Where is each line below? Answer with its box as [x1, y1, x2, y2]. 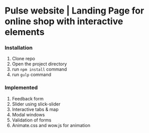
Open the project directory [12, 61, 67, 67]
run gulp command [12, 72, 51, 78]
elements [5, 27, 45, 38]
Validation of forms [12, 117, 52, 123]
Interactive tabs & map [12, 106, 59, 112]
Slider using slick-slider [12, 101, 61, 107]
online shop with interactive [5, 16, 123, 27]
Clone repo [12, 56, 36, 62]
